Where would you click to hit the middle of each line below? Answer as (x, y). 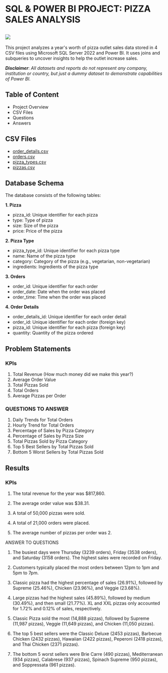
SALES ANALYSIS (43, 19)
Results (17, 468)
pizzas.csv (24, 167)
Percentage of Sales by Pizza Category (53, 431)
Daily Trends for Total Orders (43, 420)
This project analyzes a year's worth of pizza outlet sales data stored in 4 (81, 48)
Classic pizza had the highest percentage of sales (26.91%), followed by (88, 583)
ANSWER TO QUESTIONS (32, 542)
